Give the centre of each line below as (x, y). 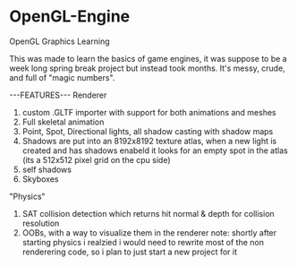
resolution (41, 223)
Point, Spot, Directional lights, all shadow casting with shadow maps (148, 131)
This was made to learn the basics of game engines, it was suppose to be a (148, 58)
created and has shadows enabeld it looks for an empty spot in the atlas (155, 150)
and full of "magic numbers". (62, 77)
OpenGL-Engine (70, 17)
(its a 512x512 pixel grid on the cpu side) (97, 159)
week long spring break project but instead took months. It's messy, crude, (148, 68)
